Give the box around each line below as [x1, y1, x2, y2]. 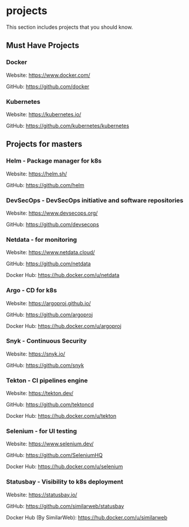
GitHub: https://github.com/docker [6, 83, 90, 90]
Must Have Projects [6, 40, 79, 50]
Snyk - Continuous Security [6, 337, 87, 345]
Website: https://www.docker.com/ [6, 72, 90, 79]
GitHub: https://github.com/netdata [6, 260, 91, 268]
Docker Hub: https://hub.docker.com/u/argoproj [6, 322, 122, 329]
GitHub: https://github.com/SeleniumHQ [6, 452, 103, 459]
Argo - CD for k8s [6, 286, 58, 295]
